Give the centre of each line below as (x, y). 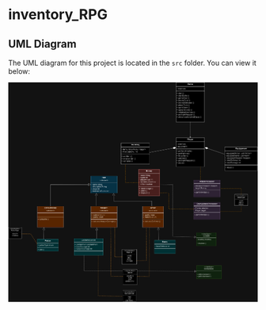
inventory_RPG (58, 15)
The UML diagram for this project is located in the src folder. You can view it (133, 63)
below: (19, 71)
